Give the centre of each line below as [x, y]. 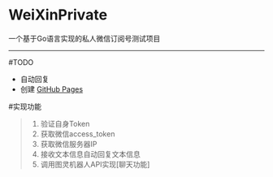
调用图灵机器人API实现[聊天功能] [95, 164]
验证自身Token [65, 123]
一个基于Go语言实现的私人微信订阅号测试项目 [84, 38]
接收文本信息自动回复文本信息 [90, 154]
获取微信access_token [78, 134]
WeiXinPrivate [58, 15]
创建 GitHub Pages [52, 89]
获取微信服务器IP [69, 144]
